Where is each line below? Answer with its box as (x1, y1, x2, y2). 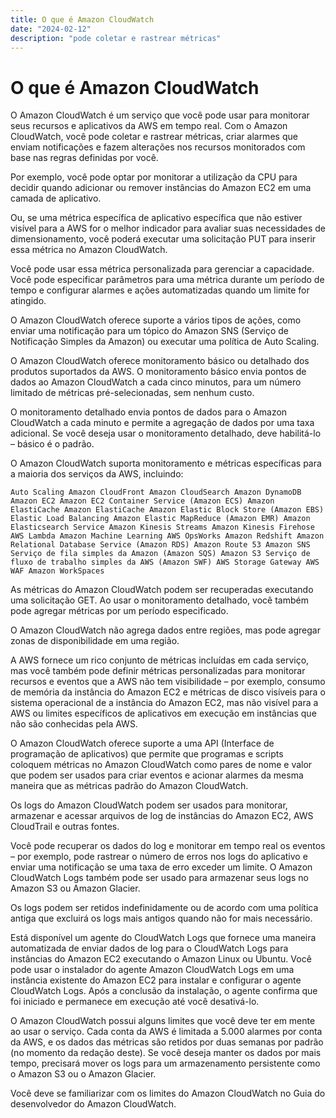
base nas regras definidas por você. (10, 152, 159, 164)
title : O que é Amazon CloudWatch (10, 14, 155, 25)
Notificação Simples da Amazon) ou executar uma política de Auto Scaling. (10, 336, 320, 348)
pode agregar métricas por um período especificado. (10, 605, 229, 617)
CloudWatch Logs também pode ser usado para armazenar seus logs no (10, 872, 309, 884)
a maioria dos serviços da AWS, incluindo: (10, 468, 184, 480)
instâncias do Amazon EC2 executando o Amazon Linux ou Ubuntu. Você (10, 953, 312, 965)
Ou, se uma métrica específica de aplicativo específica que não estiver (10, 212, 303, 224)
